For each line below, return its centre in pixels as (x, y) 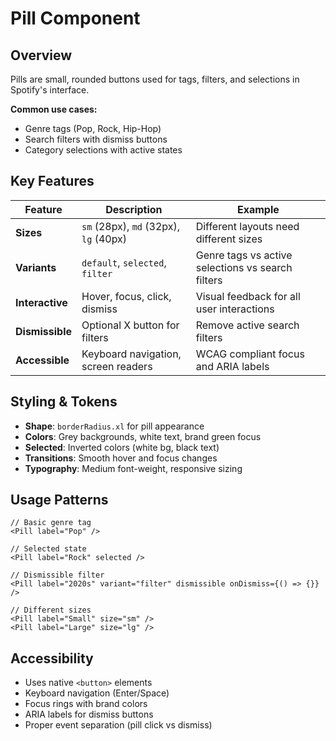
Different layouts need (247, 226)
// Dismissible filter (57, 575)
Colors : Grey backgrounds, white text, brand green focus (143, 436)
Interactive (41, 302)
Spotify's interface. (50, 90)
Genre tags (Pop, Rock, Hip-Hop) (93, 128)
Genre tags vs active (244, 255)
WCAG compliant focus (250, 354)
